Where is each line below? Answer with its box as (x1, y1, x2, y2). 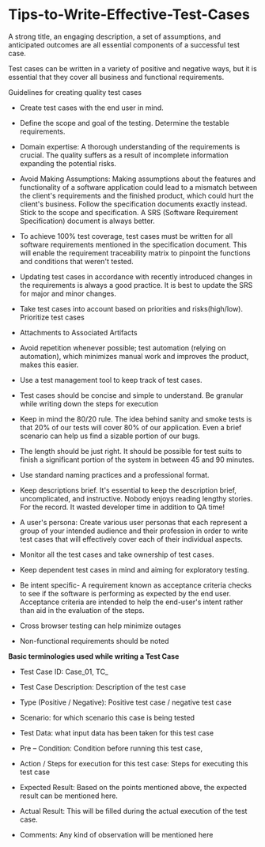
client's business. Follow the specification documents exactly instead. (19, 199, 248, 209)
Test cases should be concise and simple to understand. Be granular (19, 390, 244, 400)
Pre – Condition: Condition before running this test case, (19, 743, 203, 753)
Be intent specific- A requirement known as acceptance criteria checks (19, 580, 252, 590)
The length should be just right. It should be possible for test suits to (19, 446, 243, 456)
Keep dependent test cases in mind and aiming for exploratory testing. (19, 565, 249, 574)
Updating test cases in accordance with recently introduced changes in (19, 271, 253, 282)
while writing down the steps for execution (19, 399, 159, 408)
